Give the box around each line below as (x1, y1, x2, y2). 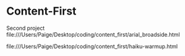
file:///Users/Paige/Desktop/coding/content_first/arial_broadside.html (6, 30, 180, 38)
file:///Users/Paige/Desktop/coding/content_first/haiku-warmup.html (6, 43, 178, 50)
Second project (6, 24, 45, 32)
